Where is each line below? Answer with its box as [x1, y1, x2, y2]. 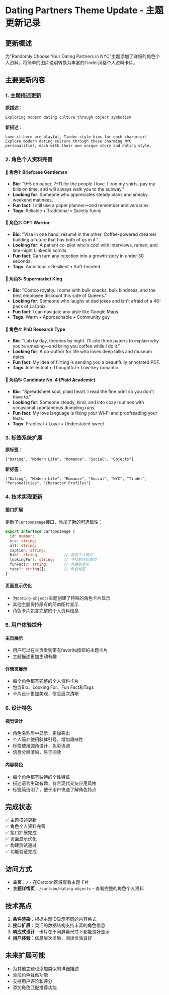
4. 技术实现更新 [5, 493, 43, 500]
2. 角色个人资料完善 [5, 156, 53, 163]
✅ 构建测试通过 [5, 842, 37, 849]
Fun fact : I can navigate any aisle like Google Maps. [12, 309, 120, 315]
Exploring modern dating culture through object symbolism [5, 115, 132, 120]
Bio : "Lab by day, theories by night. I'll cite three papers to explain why [12, 338, 159, 344]
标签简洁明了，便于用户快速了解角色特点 [12, 786, 97, 792]
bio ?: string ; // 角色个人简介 [10, 553, 93, 558]
